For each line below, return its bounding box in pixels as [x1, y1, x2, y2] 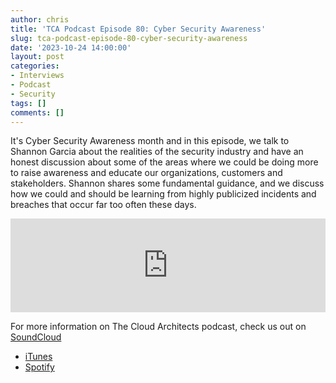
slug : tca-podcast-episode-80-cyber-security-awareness [10, 33, 248, 43]
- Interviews [10, 71, 65, 81]
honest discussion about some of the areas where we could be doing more [10, 156, 319, 168]
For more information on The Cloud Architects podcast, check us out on [10, 321, 307, 333]
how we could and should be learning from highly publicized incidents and [10, 188, 317, 200]
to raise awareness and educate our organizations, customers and [10, 167, 283, 179]
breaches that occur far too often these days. [10, 199, 197, 211]
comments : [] [10, 107, 65, 118]
